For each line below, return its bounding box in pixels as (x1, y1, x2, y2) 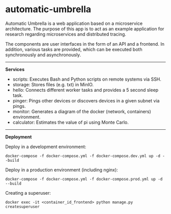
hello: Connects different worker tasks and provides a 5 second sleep (12, 87, 159, 93)
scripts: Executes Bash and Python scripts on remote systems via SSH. (12, 76, 162, 82)
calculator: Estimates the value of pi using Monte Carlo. (12, 119, 129, 125)
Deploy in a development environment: (5, 144, 87, 150)
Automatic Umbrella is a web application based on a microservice (5, 20, 143, 26)
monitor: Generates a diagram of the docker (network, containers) (12, 108, 151, 115)
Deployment (5, 133, 32, 140)
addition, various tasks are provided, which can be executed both (5, 46, 142, 52)
